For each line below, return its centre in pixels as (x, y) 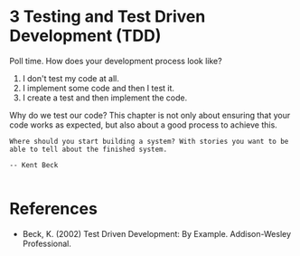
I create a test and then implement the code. (105, 98)
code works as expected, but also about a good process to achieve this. (143, 125)
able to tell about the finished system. (89, 149)
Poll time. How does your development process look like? (116, 61)
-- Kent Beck (34, 165)
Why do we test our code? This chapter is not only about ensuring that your (150, 115)
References (53, 209)
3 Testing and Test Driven (108, 17)
